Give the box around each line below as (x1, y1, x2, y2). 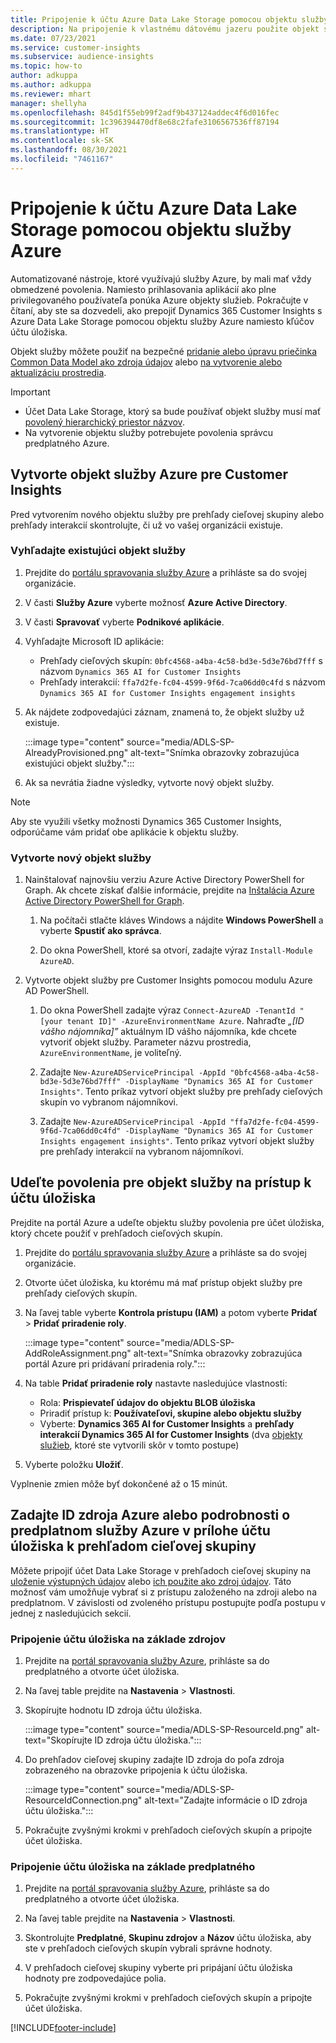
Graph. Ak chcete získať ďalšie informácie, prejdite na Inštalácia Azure (24, 884, 315, 896)
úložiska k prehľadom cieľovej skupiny (10, 1538, 257, 1555)
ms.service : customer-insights (10, 42, 141, 53)
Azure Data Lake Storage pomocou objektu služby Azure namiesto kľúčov (10, 315, 315, 327)
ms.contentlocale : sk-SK (10, 136, 114, 146)
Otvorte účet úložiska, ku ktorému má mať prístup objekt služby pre (24, 1276, 303, 1288)
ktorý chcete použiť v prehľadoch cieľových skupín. (10, 1227, 223, 1239)
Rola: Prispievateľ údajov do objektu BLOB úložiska (39, 1396, 256, 1408)
